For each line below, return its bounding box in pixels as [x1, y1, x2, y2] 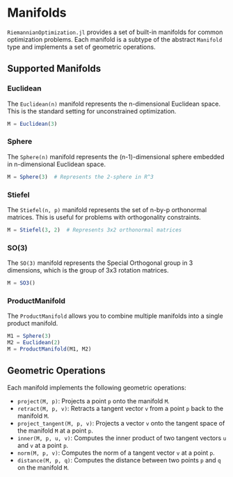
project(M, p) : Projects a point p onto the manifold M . [17, 396, 170, 405]
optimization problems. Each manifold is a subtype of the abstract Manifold [7, 35, 223, 43]
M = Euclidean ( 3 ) [7, 120, 58, 127]
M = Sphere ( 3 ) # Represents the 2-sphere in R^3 [7, 173, 154, 180]
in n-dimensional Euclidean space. [7, 160, 106, 168]
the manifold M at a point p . [17, 426, 94, 435]
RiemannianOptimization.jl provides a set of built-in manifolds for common [7, 28, 223, 36]
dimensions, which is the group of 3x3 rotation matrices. [7, 266, 169, 275]
